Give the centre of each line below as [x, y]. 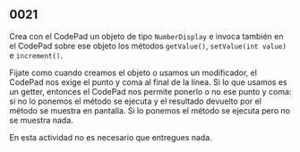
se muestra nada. [41, 120]
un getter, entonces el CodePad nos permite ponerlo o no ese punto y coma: [150, 91]
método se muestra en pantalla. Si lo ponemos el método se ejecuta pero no [150, 110]
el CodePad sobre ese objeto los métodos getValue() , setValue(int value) [148, 46]
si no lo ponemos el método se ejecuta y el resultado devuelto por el [136, 101]
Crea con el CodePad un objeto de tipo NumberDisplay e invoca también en [146, 36]
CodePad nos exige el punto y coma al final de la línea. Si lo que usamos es [149, 82]
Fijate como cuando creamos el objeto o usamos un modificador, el [133, 72]
